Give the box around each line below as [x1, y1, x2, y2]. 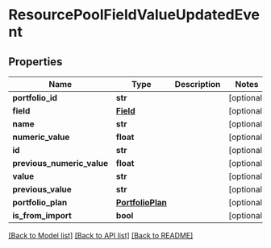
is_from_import [12, 210, 73, 221]
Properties [8, 55, 63, 68]
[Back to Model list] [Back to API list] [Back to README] [8, 231, 194, 240]
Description [174, 79, 221, 89]
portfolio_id [12, 93, 58, 103]
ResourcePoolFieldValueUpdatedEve [8, 6, 261, 24]
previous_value [12, 184, 73, 195]
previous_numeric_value [12, 158, 109, 168]
